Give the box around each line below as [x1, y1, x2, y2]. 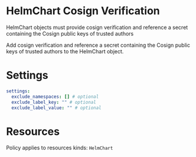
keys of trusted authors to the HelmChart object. [6, 47, 124, 55]
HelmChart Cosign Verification [6, 4, 161, 18]
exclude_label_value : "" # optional [11, 105, 102, 111]
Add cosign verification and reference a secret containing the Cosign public [6, 41, 191, 49]
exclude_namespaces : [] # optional [11, 94, 99, 100]
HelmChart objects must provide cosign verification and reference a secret [6, 24, 188, 31]
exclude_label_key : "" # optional [11, 99, 96, 105]
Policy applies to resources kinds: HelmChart [6, 144, 113, 152]
